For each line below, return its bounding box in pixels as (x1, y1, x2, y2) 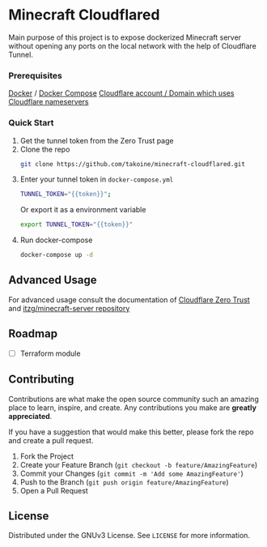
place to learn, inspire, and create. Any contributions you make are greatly (8, 403, 257, 412)
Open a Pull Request (19, 485, 89, 495)
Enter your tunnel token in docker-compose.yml (19, 174, 174, 184)
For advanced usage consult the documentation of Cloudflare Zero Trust (8, 294, 251, 305)
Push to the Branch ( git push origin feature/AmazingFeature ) (19, 476, 229, 487)
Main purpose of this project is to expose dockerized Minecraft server (8, 32, 241, 42)
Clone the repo (19, 144, 70, 154)
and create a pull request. (8, 435, 94, 445)
